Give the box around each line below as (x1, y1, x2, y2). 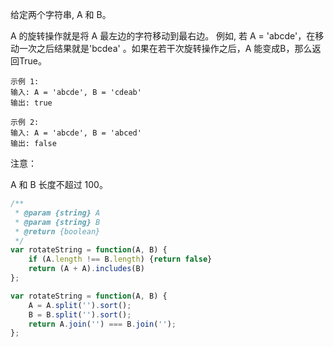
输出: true (10, 98, 53, 108)
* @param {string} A (14, 208, 101, 218)
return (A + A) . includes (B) (28, 264, 145, 274)
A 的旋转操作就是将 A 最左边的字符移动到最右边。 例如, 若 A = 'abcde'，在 (10, 30, 316, 42)
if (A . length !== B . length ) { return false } (28, 254, 213, 265)
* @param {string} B (14, 217, 101, 227)
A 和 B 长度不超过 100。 (10, 179, 108, 190)
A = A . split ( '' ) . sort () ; (28, 300, 132, 310)
